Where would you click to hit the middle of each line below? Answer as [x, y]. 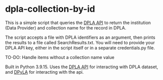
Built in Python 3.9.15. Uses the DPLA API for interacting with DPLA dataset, [82, 67]
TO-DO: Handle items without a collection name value [60, 57]
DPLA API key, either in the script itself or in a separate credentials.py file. [80, 48]
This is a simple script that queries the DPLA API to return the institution [78, 23]
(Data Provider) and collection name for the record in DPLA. [66, 27]
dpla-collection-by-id [50, 9]
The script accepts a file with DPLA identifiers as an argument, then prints [80, 37]
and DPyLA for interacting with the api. [44, 72]
